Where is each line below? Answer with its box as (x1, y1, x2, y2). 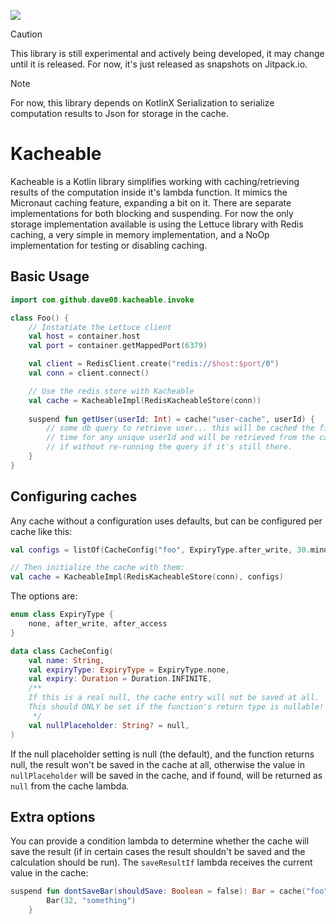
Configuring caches (10, 488, 138, 505)
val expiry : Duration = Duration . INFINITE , (28, 674, 213, 684)
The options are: (10, 590, 78, 602)
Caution (10, 28, 43, 40)
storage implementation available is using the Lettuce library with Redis (10, 218, 304, 230)
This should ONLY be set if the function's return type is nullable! (28, 702, 325, 712)
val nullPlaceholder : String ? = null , (28, 720, 190, 730)
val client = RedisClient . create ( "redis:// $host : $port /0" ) (28, 359, 280, 369)
